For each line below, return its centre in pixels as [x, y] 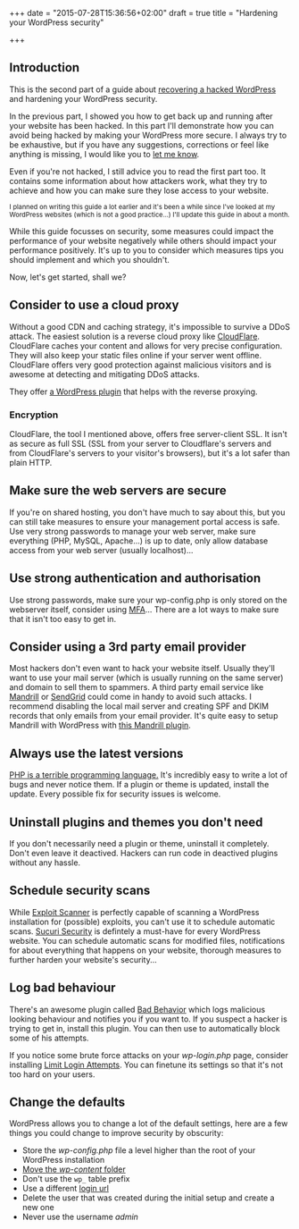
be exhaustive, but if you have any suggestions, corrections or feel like [139, 144]
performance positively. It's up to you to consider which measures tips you [146, 250]
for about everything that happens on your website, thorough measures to [145, 950]
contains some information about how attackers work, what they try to [138, 181]
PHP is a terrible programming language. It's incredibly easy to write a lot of [149, 775]
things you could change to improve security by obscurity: [116, 1133]
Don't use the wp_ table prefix [76, 1179]
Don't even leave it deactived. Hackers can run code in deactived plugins [144, 853]
